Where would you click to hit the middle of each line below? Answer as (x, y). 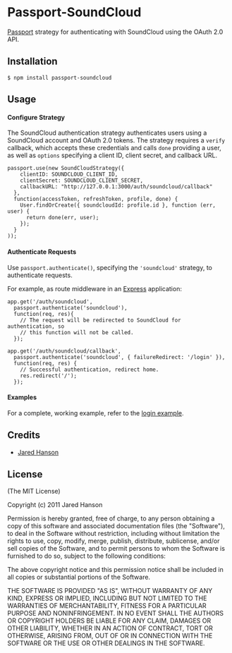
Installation (32, 62)
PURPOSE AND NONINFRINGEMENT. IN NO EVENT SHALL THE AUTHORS (116, 614)
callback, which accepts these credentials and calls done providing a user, (115, 148)
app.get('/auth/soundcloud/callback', (64, 351)
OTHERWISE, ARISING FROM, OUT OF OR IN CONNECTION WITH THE (110, 636)
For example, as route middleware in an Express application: (94, 288)
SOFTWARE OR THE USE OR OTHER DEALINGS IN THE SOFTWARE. (106, 643)
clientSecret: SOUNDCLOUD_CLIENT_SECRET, (81, 181)
